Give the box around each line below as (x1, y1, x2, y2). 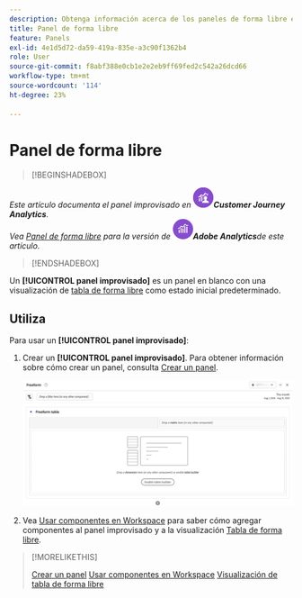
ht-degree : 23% (9, 90, 67, 99)
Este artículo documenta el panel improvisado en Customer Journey (9, 199, 286, 211)
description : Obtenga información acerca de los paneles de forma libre (9, 14, 288, 23)
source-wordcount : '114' (9, 81, 102, 90)
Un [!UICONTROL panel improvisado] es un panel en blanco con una (9, 276, 267, 286)
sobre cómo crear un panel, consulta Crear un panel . (22, 362, 218, 373)
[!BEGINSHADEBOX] (31, 169, 107, 180)
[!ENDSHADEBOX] (31, 258, 100, 269)
